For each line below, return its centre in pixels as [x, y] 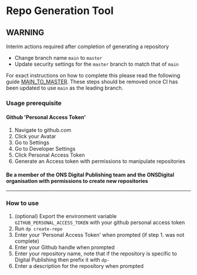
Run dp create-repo [38, 228]
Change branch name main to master [58, 58]
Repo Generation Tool [60, 11]
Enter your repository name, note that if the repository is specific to [96, 253]
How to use [23, 203]
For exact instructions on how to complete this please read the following [93, 75]
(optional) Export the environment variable [66, 216]
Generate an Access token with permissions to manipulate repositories [100, 161]
